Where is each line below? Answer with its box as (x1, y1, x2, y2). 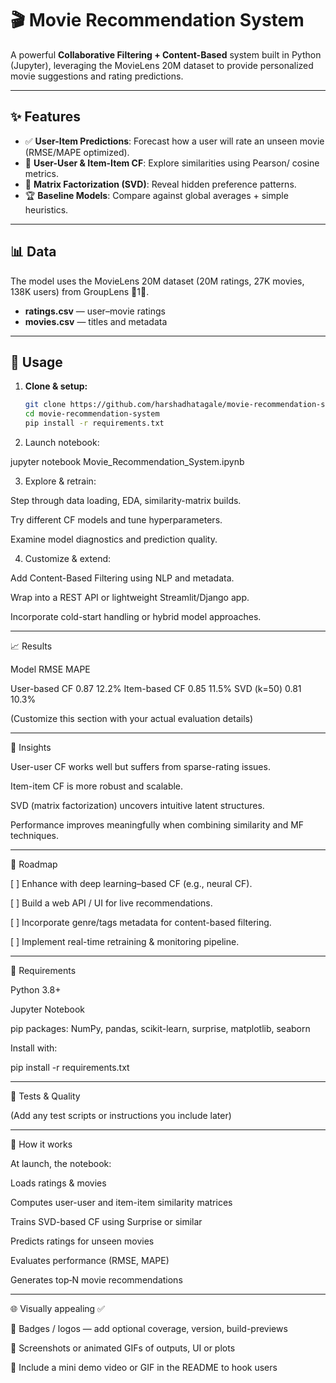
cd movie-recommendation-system (24, 409, 160, 419)
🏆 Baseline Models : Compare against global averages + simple (24, 189, 289, 201)
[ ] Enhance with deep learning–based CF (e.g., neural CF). (10, 878, 253, 889)
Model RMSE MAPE (10, 663, 91, 675)
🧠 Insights (10, 742, 52, 753)
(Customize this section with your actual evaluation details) (10, 713, 254, 724)
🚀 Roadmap (10, 858, 58, 870)
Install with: (10, 1042, 58, 1054)
